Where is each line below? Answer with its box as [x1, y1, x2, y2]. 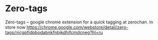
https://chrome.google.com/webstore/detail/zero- [26, 24, 129, 30]
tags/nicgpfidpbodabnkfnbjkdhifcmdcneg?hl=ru [5, 29, 103, 35]
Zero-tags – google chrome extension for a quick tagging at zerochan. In [5, 19, 154, 25]
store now [5, 24, 26, 30]
